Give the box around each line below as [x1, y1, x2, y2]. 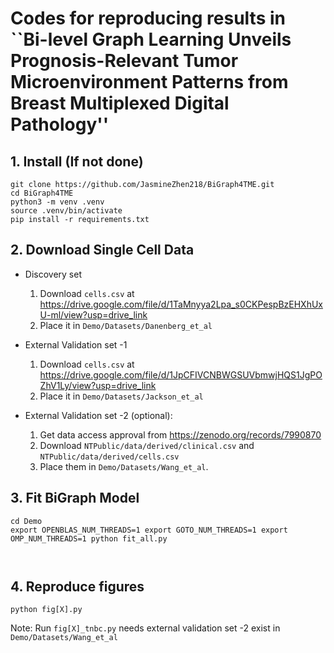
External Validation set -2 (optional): [24, 409, 173, 421]
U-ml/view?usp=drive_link [39, 308, 148, 321]
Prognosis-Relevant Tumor [10, 50, 239, 72]
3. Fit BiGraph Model [10, 490, 140, 507]
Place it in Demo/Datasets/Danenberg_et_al [39, 319, 213, 331]
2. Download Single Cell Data [10, 242, 195, 259]
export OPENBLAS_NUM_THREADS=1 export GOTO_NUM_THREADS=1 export [10, 525, 288, 535]
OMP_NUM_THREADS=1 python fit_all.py [10, 533, 168, 544]
